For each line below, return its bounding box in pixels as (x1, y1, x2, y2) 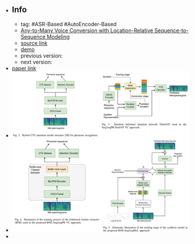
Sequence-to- (154, 27, 189, 34)
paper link (11, 65, 37, 72)
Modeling (47, 33, 70, 40)
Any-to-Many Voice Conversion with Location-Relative (20, 27, 154, 34)
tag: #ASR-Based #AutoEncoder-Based (20, 20, 117, 27)
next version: (20, 58, 53, 65)
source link (20, 39, 48, 46)
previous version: (20, 52, 63, 59)
